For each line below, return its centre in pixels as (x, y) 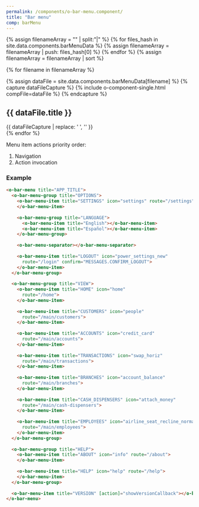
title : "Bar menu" (29, 17)
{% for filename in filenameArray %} (50, 70)
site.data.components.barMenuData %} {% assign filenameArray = (88, 46)
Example (19, 178)
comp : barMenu (24, 23)
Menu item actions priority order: (46, 145)
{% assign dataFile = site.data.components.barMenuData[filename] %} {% (97, 81)
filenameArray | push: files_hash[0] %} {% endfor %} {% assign (84, 52)
